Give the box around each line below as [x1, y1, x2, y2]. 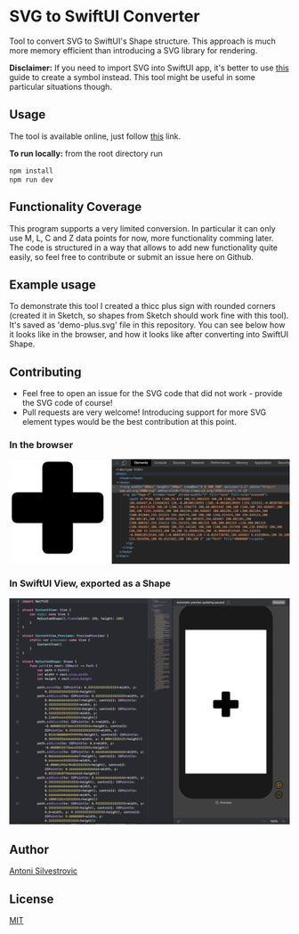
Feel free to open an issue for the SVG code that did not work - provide [21, 388, 283, 399]
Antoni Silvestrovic [9, 865, 78, 876]
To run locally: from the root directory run [9, 148, 163, 158]
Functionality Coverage [9, 199, 142, 215]
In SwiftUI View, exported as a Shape [9, 577, 172, 589]
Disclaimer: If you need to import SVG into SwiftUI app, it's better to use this [9, 62, 289, 73]
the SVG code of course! [21, 398, 113, 409]
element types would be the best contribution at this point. [21, 417, 238, 427]
